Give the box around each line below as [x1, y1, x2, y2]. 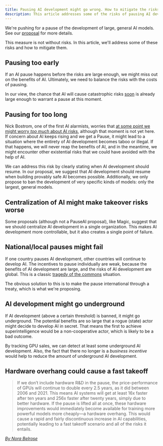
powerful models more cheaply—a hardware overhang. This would [16, 411, 150, 417]
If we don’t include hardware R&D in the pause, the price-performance [16, 380, 158, 386]
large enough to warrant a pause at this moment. [5, 96, 103, 102]
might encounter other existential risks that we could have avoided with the [5, 149, 155, 155]
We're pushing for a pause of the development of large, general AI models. [5, 25, 154, 31]
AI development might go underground [5, 300, 125, 308]
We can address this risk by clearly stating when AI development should [5, 163, 149, 170]
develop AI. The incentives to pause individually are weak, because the [5, 261, 147, 267]
